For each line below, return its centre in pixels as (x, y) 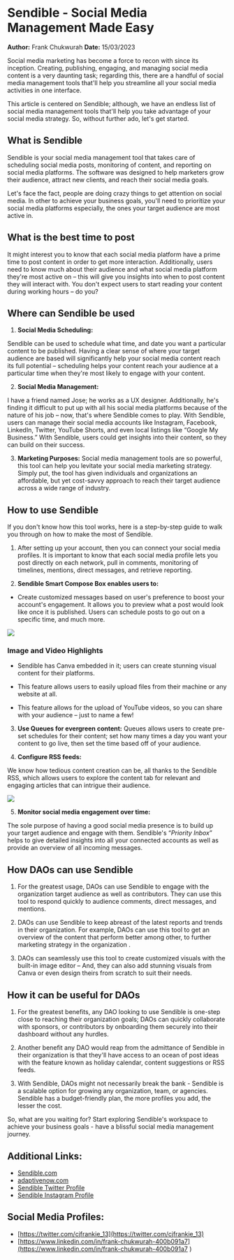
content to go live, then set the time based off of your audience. (109, 743)
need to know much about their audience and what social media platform (112, 269)
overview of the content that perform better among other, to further (114, 937)
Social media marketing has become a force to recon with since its (103, 60)
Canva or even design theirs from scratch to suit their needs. (104, 973)
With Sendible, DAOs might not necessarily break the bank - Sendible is (120, 1083)
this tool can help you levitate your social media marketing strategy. (114, 466)
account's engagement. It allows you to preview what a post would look (120, 605)
